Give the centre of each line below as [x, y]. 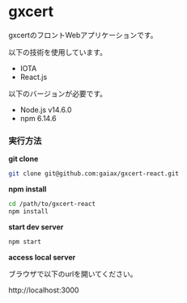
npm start [25, 242]
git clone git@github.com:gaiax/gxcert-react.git [94, 174]
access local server [42, 257]
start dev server [36, 227]
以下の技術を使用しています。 [58, 52]
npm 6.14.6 [38, 118]
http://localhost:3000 [44, 290]
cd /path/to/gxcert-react [52, 204]
